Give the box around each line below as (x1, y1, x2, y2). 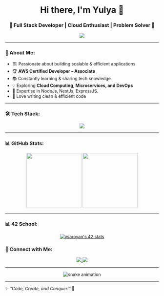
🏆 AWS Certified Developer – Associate (12, 68, 95, 74)
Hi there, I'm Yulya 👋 (40, 4, 124, 16)
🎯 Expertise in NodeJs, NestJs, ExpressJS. (12, 88, 99, 94)
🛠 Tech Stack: (5, 110, 40, 117)
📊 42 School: (5, 221, 38, 228)
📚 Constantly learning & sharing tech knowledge (12, 75, 111, 81)
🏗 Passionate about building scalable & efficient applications (12, 61, 136, 66)
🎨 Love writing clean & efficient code (12, 93, 86, 99)
